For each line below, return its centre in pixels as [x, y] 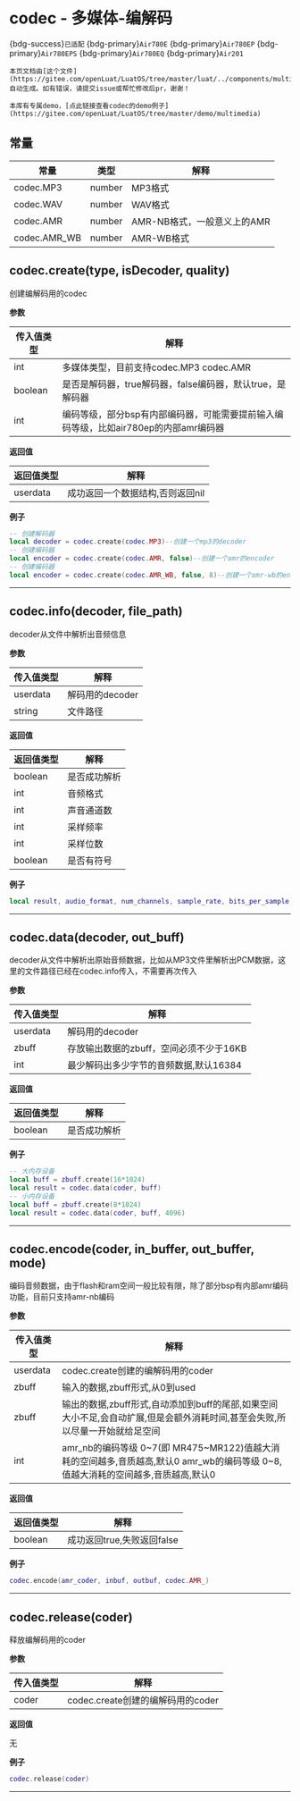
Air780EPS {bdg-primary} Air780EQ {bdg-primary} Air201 [142, 53]
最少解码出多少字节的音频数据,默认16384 [155, 1065]
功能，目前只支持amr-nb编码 [62, 1297]
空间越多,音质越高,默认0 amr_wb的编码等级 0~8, [181, 1461]
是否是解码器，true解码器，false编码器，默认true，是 [174, 383]
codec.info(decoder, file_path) [96, 612]
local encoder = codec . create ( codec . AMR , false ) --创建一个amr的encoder [142, 559]
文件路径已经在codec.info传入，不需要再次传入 [111, 972]
